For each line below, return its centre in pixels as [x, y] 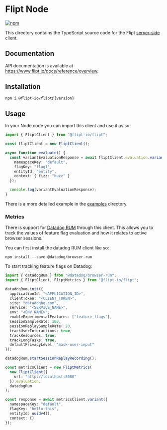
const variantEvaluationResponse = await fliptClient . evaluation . [80, 157]
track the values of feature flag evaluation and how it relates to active [76, 233]
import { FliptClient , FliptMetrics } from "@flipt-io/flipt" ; [72, 280]
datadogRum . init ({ [24, 289]
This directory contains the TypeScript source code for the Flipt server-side [83, 32]
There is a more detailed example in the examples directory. [66, 204]
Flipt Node [27, 9]
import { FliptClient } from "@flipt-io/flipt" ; [56, 135]
